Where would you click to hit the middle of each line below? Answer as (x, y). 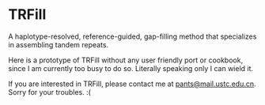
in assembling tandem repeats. (59, 44)
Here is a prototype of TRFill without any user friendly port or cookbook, (126, 60)
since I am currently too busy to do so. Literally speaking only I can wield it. (131, 68)
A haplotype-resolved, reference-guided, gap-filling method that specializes (132, 36)
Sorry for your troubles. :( (49, 92)
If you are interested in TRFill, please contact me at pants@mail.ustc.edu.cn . (132, 84)
